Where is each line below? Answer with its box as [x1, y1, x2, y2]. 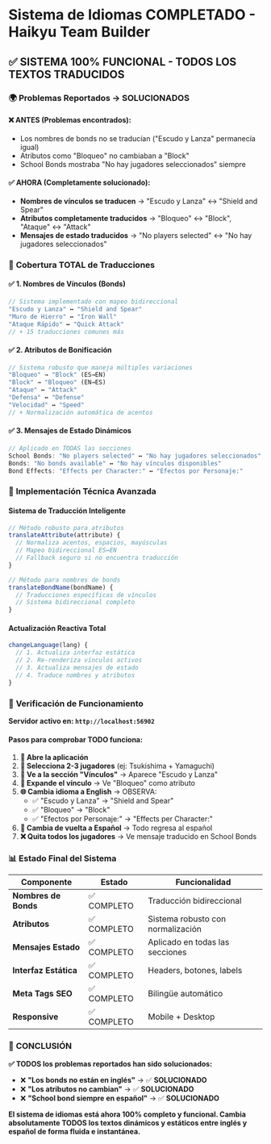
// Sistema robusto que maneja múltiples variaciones [8, 363, 194, 372]
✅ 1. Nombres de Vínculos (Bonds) [8, 279, 127, 289]
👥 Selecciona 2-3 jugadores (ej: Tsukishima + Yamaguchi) [19, 761, 215, 771]
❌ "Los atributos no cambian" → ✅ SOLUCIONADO [19, 1083, 194, 1094]
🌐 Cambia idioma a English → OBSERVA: [19, 787, 157, 796]
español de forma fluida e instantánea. [8, 1126, 141, 1136]
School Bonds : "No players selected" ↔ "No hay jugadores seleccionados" [8, 452, 262, 460]
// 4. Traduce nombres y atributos [15, 671, 135, 679]
